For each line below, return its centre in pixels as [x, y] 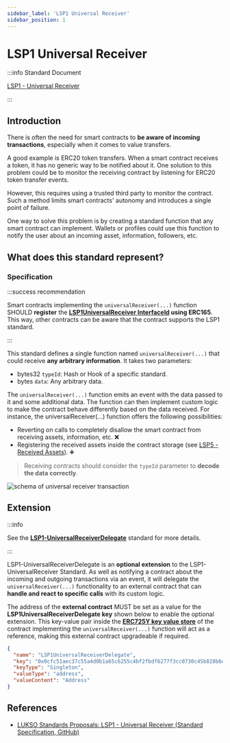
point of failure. [28, 208]
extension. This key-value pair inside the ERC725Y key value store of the [111, 621]
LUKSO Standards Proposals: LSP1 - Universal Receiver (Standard [110, 724]
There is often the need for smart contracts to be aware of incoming [104, 137]
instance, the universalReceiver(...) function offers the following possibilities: [115, 416]
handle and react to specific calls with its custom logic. [86, 593]
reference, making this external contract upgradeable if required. [99, 636]
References [32, 708]
